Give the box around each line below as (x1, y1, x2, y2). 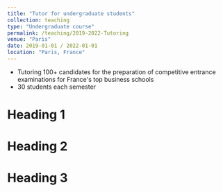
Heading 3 (7, 171, 68, 186)
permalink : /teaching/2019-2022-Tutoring (7, 29, 129, 37)
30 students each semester (17, 82, 96, 91)
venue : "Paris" (7, 36, 51, 43)
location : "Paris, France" (7, 49, 85, 56)
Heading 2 (7, 139, 68, 155)
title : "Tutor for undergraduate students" (7, 10, 135, 17)
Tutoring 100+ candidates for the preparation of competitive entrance (17, 67, 217, 76)
